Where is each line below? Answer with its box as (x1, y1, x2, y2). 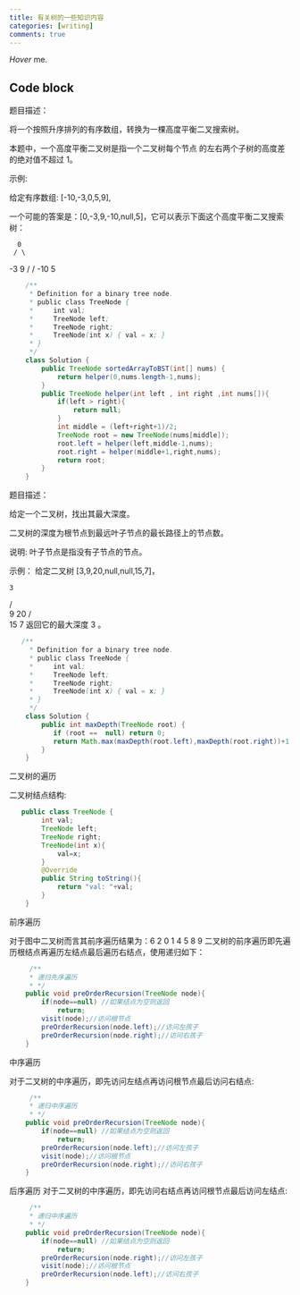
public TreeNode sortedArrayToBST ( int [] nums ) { (41, 364, 226, 373)
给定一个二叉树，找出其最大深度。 (9, 509, 135, 520)
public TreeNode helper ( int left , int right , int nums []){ (41, 389, 270, 398)
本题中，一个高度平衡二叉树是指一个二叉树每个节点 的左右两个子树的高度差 (9, 143, 286, 154)
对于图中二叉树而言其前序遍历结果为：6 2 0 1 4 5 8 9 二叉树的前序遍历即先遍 (9, 935, 291, 946)
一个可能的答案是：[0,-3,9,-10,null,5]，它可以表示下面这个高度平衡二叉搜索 (9, 211, 284, 222)
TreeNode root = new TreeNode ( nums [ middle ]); (56, 430, 229, 439)
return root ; (56, 455, 105, 465)
